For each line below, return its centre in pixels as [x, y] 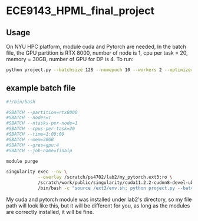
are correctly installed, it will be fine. [50, 212]
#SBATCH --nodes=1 [29, 118]
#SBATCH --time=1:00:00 [35, 134]
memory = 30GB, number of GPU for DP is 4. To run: [70, 59]
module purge [22, 161]
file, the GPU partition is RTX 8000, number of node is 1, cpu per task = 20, [97, 53]
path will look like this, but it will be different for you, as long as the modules [98, 205]
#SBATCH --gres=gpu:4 [33, 145]
